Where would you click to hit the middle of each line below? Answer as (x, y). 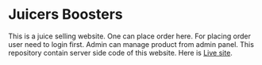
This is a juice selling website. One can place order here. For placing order (130, 36)
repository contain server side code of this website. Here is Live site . (120, 52)
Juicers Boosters (65, 14)
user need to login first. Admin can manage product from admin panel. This (131, 44)
